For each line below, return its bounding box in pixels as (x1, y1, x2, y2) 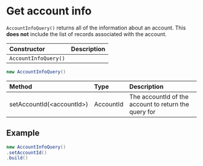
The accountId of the (129, 92, 189, 100)
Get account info (6, 4, 92, 18)
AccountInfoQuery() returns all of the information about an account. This (6, 24, 186, 31)
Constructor (9, 45, 45, 53)
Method (9, 82, 33, 91)
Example (6, 128, 40, 138)
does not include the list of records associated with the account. (6, 30, 167, 37)
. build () (6, 155, 28, 161)
